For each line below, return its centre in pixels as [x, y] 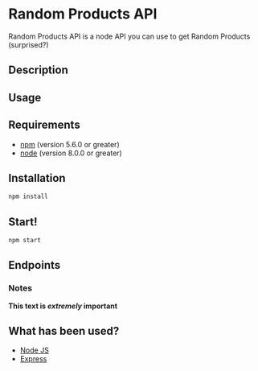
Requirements [44, 125]
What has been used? [64, 331]
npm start [25, 241]
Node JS [35, 350]
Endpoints [35, 265]
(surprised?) [29, 44]
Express [33, 359]
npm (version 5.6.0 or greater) [70, 144]
